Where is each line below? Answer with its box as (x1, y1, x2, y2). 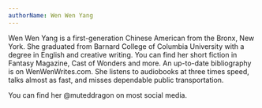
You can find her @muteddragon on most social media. (8, 90, 188, 99)
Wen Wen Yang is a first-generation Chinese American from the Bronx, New (8, 33, 255, 43)
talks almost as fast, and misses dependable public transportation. (8, 75, 224, 84)
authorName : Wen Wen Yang (8, 11, 93, 20)
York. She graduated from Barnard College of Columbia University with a (8, 41, 245, 51)
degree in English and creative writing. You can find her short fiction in (8, 50, 238, 59)
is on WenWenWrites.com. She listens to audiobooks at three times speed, (8, 66, 250, 76)
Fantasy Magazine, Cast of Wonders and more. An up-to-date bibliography (8, 58, 252, 68)
